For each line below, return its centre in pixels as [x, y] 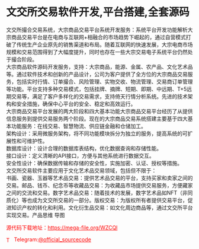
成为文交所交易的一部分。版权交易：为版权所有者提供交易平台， [110, 200]
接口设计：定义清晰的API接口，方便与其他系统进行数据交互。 [81, 155]
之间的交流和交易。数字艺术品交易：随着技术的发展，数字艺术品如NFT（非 [97, 193]
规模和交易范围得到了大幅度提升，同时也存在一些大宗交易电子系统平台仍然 [97, 52]
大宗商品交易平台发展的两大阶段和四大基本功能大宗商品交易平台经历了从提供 [99, 111]
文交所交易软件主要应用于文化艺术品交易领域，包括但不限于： [81, 170]
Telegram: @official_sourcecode [53, 239]
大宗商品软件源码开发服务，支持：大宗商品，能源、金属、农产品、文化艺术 [97, 66]
